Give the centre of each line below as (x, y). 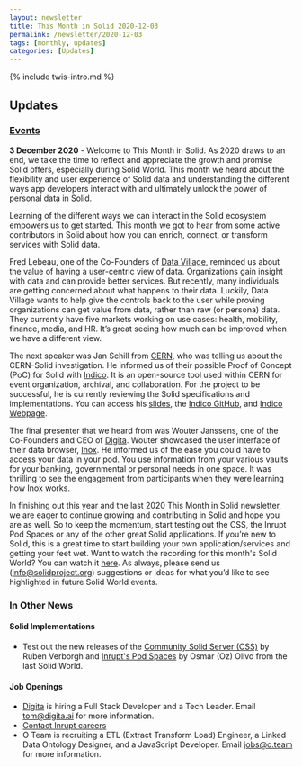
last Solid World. (53, 665)
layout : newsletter (46, 18)
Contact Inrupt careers (64, 726)
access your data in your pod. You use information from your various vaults (149, 459)
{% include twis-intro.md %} (62, 77)
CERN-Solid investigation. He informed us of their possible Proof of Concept (151, 365)
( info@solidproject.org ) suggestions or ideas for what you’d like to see (139, 572)
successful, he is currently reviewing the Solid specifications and (129, 393)
